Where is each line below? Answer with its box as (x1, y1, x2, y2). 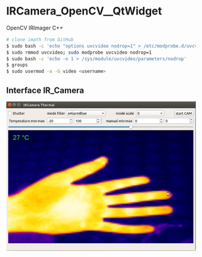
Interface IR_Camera (6, 85, 84, 95)
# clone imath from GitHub (6, 36, 74, 43)
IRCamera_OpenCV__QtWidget (6, 4, 162, 18)
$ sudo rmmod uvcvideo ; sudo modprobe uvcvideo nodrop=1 (6, 49, 152, 56)
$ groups (6, 62, 28, 68)
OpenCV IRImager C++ (6, 24, 63, 31)
